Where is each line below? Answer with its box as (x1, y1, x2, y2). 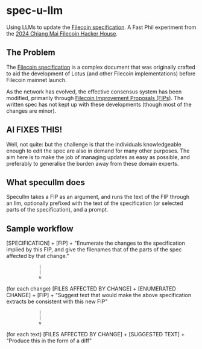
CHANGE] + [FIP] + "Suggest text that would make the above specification (6, 292, 192, 299)
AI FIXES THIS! (6, 125, 63, 135)
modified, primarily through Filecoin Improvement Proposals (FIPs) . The (6, 94, 184, 101)
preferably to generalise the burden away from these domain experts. (6, 160, 179, 167)
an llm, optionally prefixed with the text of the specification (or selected (6, 200, 183, 207)
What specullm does (6, 177, 86, 187)
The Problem (6, 48, 55, 58)
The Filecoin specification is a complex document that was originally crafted (6, 63, 196, 71)
